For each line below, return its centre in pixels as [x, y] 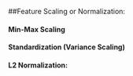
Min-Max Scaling [37, 29]
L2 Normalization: [38, 65]
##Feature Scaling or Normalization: [67, 11]
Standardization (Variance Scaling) [67, 47]
